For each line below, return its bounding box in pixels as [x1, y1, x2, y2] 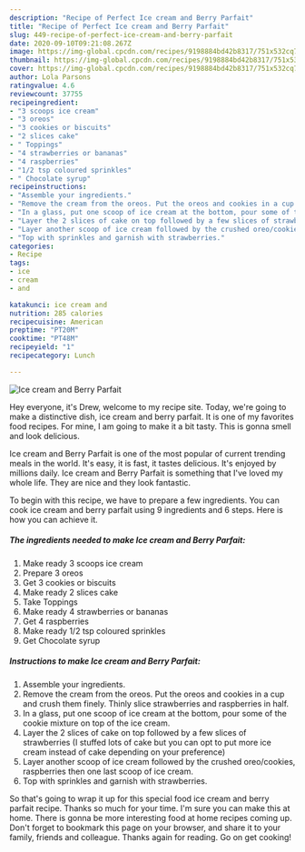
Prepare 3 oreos [22, 567, 84, 578]
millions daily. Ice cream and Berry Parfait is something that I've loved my [9, 467, 283, 478]
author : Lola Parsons [9, 73, 92, 82]
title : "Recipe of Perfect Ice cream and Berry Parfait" [9, 22, 230, 31]
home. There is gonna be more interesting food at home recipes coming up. [9, 812, 292, 823]
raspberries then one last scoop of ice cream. [22, 766, 193, 777]
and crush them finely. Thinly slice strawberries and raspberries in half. [22, 697, 289, 709]
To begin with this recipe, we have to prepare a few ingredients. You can [9, 495, 280, 506]
